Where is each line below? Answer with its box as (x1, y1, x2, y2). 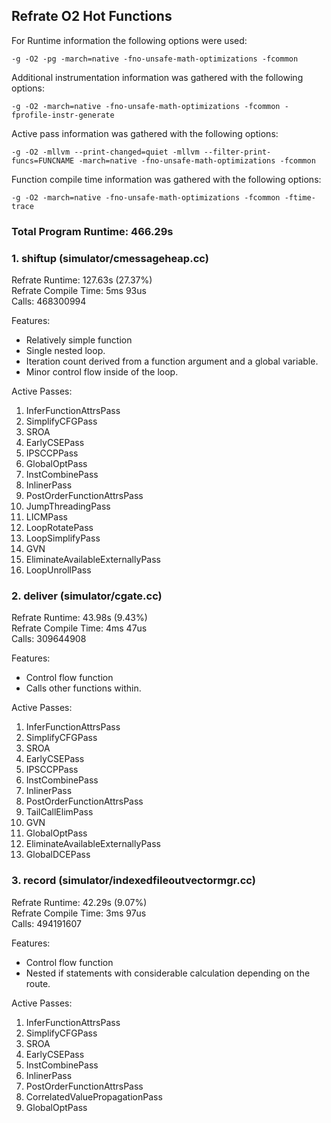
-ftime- (284, 192, 316, 203)
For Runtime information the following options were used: (11, 34, 248, 46)
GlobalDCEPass (25, 849, 91, 861)
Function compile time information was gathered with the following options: (11, 173, 322, 185)
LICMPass (25, 511, 68, 523)
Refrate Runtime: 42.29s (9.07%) (11, 896, 148, 908)
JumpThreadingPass (25, 500, 111, 513)
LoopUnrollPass (25, 564, 92, 576)
